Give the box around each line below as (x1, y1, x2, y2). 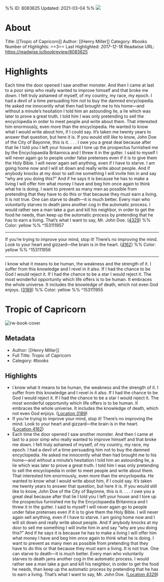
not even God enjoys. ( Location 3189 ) (12, 410, 88, 416)
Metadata (5, 334, 35, 343)
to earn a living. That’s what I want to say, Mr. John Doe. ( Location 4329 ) (12, 572, 159, 578)
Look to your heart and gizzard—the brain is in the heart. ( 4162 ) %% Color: (5, 241, 156, 247)
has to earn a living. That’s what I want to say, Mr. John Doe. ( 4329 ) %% (5, 217, 151, 223)
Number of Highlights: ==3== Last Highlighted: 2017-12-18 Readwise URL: (5, 43, 155, 49)
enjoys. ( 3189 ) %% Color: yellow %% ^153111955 (5, 286, 103, 293)
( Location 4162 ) (12, 426, 44, 432)
